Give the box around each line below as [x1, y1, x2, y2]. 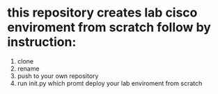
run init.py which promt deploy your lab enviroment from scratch [17, 79, 203, 87]
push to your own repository [17, 71, 99, 80]
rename [17, 64, 40, 73]
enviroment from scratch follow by [7, 19, 211, 35]
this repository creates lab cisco [7, 5, 198, 21]
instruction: [7, 35, 77, 50]
